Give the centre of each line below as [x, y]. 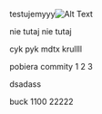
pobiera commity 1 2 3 [51, 66]
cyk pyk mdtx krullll [46, 49]
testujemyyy [33, 14]
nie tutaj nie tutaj [41, 31]
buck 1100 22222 [42, 101]
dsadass [25, 84]
